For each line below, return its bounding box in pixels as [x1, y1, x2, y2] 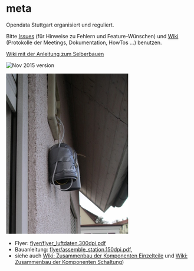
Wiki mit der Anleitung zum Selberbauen [6, 50, 104, 57]
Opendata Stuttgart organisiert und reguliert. [6, 21, 114, 28]
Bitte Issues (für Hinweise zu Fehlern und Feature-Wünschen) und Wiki [6, 32, 179, 39]
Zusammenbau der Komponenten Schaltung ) [14, 258, 124, 265]
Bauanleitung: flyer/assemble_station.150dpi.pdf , [14, 246, 133, 253]
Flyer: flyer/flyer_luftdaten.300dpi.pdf [14, 239, 106, 246]
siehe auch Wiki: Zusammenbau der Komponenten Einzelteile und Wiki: [14, 252, 188, 259]
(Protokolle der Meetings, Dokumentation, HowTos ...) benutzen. [6, 39, 162, 46]
